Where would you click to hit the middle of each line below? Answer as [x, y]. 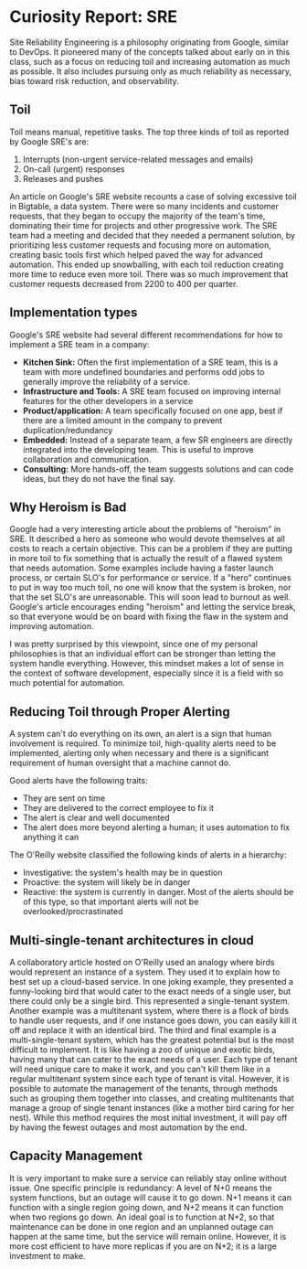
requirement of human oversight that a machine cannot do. [120, 763]
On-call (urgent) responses [74, 169]
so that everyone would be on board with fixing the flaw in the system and [149, 617]
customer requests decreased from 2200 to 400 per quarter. [124, 283]
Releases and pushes [63, 178]
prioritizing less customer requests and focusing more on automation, [141, 245]
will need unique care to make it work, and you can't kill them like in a [140, 1069]
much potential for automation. [67, 683]
